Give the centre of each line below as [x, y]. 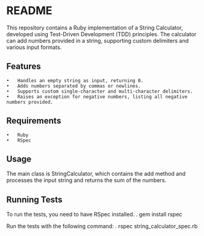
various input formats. [34, 47]
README [29, 11]
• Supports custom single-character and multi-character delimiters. [100, 91]
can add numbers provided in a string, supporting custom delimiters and [97, 40]
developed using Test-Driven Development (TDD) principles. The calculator [101, 34]
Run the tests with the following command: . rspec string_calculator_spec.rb [102, 226]
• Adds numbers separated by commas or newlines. [74, 86]
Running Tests [34, 200]
